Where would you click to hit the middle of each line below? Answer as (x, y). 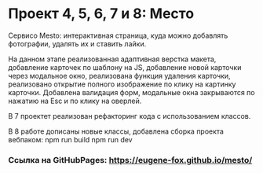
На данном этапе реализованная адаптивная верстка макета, (112, 59)
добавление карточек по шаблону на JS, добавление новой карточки (125, 67)
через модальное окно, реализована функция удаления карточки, (119, 75)
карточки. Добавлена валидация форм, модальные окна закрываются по (131, 92)
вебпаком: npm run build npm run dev (70, 139)
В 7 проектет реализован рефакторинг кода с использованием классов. (130, 116)
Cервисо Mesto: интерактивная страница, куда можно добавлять (118, 35)
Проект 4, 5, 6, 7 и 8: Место (101, 14)
